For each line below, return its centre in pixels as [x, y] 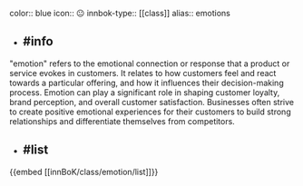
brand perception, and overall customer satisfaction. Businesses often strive [152, 102]
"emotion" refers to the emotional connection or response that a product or [150, 64]
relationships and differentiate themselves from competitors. [122, 121]
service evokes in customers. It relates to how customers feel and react [143, 73]
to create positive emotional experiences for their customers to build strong [151, 112]
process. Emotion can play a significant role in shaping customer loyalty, [145, 92]
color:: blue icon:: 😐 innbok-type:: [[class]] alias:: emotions [120, 13]
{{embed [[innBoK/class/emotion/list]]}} [84, 171]
